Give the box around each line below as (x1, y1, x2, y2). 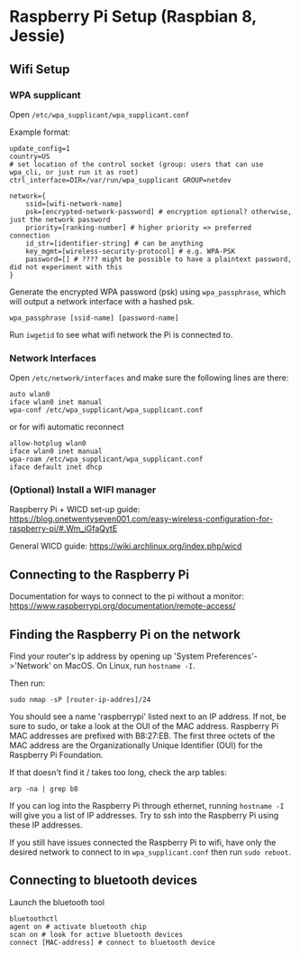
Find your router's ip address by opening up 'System (9, 651, 205, 661)
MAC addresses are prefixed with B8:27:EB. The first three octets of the (9, 730, 276, 742)
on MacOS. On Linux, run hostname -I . (52, 660, 195, 671)
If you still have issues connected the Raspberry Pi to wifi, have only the (9, 838, 277, 848)
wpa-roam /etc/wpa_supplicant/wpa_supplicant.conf (9, 454, 204, 464)
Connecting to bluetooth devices (9, 873, 198, 888)
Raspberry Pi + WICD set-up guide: (9, 504, 141, 515)
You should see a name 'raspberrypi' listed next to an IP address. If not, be (9, 711, 286, 722)
